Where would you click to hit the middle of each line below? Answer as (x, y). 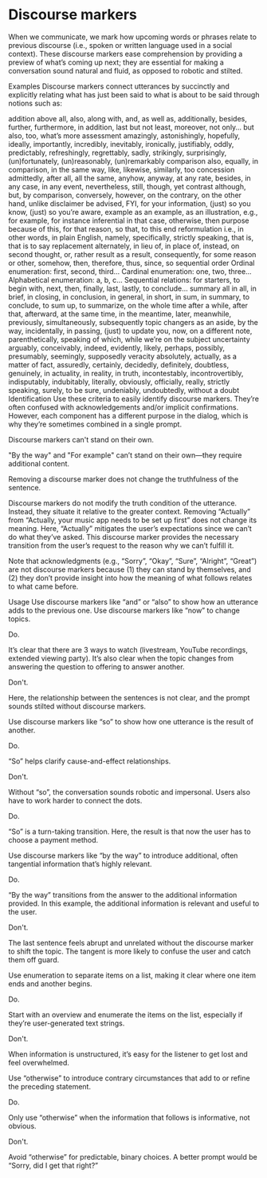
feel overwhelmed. (39, 1062)
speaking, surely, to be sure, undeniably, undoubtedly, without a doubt (124, 390)
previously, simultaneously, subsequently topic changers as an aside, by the (133, 322)
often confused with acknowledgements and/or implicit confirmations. (124, 407)
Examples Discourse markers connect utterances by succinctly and (119, 86)
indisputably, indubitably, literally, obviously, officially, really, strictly (119, 382)
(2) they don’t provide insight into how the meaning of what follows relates (130, 577)
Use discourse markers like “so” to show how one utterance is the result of (131, 721)
